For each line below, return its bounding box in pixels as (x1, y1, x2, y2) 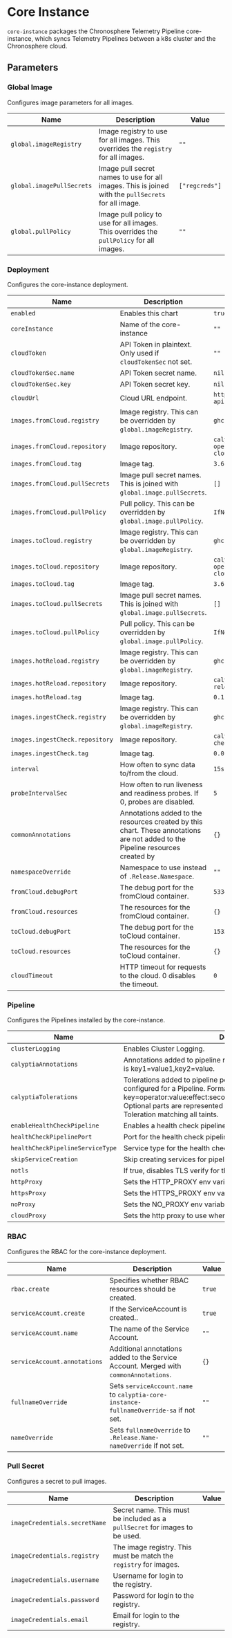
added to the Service (109, 1352, 177, 1362)
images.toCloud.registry (10, 537, 93, 544)
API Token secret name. (119, 368, 197, 378)
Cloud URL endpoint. (119, 393, 188, 403)
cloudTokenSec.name (10, 369, 75, 377)
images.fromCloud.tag (10, 459, 81, 468)
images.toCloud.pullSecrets (10, 600, 103, 607)
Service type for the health (123, 1143, 211, 1153)
